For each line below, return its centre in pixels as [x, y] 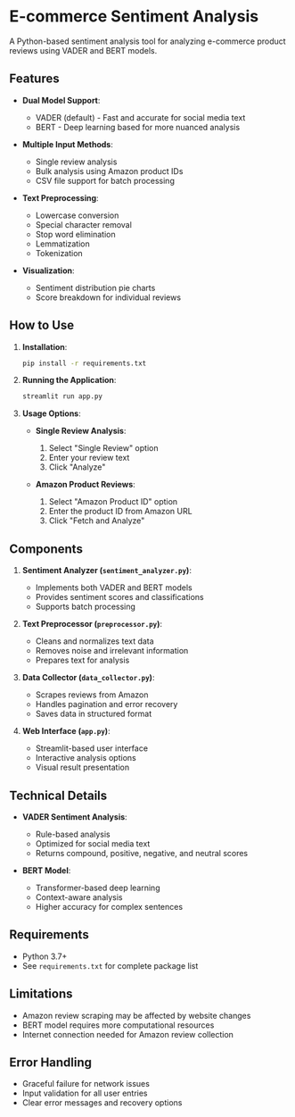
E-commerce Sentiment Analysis [134, 17]
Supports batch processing [86, 607]
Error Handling [50, 1062]
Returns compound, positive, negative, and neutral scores [142, 853]
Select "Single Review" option [103, 448]
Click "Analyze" [77, 467]
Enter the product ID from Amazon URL [121, 512]
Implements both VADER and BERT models [114, 588]
